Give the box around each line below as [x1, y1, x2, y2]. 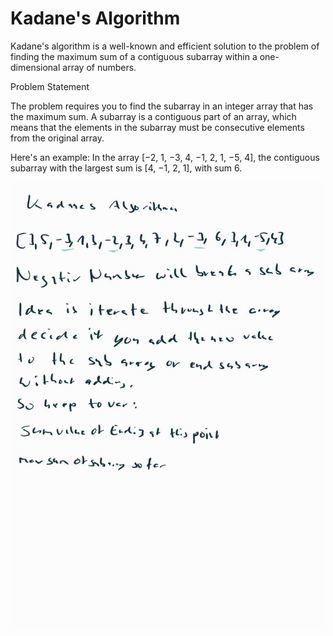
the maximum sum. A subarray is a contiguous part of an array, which [10, 110, 297, 122]
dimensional [10, 61, 61, 73]
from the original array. [10, 132, 105, 144]
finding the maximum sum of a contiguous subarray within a [10, 50, 258, 62]
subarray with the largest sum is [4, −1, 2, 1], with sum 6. [10, 162, 243, 174]
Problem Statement [10, 80, 90, 92]
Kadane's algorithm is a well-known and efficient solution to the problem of [10, 40, 320, 52]
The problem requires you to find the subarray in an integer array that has [10, 100, 314, 112]
